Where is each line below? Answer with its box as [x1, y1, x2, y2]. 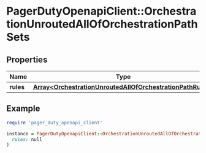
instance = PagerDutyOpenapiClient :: [6, 130, 103, 137]
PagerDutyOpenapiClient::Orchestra [6, 4, 197, 18]
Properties [6, 54, 48, 65]
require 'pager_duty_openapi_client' [6, 119, 103, 126]
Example [6, 104, 40, 114]
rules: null [12, 136, 43, 143]
